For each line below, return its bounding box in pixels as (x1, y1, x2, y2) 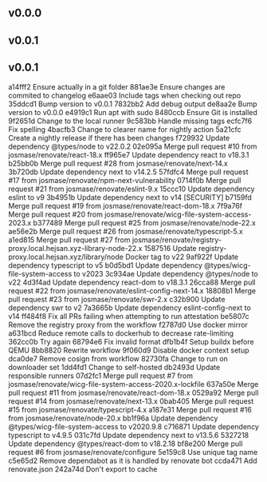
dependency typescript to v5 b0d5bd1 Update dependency (8, 260, 203, 270)
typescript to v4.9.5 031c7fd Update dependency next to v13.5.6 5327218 (8, 430, 249, 440)
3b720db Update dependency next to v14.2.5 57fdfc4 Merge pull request (8, 167, 249, 177)
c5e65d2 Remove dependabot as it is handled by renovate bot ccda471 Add (8, 456, 257, 465)
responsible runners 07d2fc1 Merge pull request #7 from (8, 371, 194, 380)
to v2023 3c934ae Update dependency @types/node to (73, 269, 259, 278)
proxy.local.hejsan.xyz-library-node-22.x (8, 243, 143, 253)
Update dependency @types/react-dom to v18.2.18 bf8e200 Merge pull (8, 439, 243, 448)
